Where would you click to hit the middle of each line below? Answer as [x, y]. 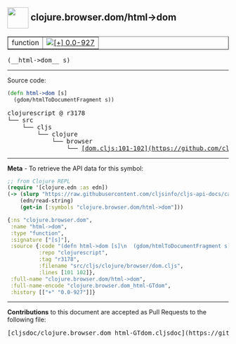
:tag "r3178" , [59, 259]
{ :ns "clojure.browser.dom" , [50, 220]
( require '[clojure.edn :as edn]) [58, 188]
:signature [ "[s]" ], [40, 240]
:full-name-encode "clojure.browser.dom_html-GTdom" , [91, 285]
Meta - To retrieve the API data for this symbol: [76, 168]
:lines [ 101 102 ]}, [67, 272]
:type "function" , [37, 233]
